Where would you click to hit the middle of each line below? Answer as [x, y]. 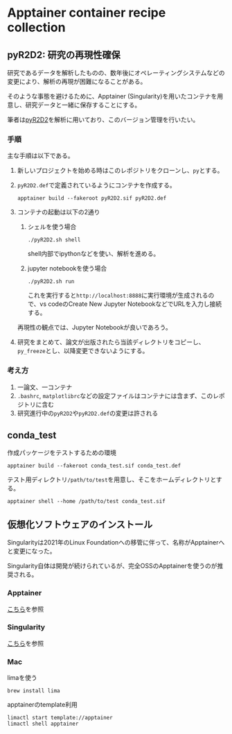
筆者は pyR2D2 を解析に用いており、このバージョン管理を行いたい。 [103, 120]
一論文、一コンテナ [45, 387]
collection [36, 27]
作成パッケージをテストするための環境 [62, 453]
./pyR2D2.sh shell [54, 240]
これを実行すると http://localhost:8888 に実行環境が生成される [118, 296]
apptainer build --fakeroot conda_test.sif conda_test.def [94, 466]
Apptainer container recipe [87, 13]
